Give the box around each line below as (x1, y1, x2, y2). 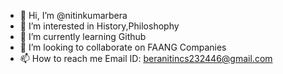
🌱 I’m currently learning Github (19, 31, 147, 42)
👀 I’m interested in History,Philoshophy (19, 20, 180, 32)
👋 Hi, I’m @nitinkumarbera (19, 10, 128, 21)
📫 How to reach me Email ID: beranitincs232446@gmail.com (19, 53, 273, 64)
